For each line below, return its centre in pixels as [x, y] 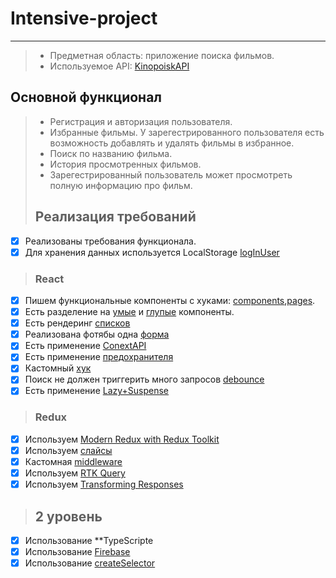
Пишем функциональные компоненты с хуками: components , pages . [170, 300]
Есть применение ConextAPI [85, 346]
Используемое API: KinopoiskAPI [119, 66]
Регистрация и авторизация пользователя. [141, 121]
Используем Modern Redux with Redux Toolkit [122, 439]
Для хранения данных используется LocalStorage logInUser [152, 252]
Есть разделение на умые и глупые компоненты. [129, 312]
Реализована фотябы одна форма [97, 334]
